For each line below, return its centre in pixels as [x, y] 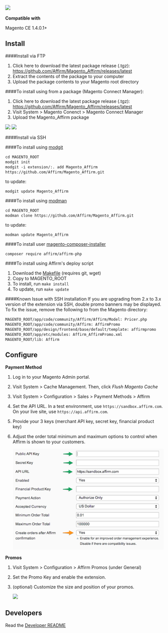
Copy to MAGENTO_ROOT [39, 278]
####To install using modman [36, 200]
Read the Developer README [36, 625]
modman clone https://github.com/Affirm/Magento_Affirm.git [70, 216]
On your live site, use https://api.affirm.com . [60, 411]
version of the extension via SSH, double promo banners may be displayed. [83, 304]
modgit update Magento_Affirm [37, 191]
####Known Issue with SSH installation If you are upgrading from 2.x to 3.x [83, 299]
